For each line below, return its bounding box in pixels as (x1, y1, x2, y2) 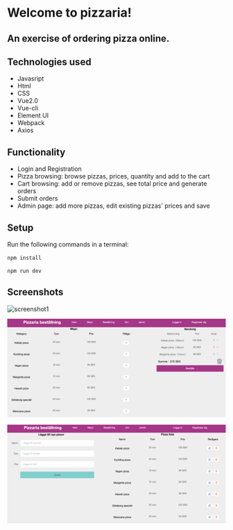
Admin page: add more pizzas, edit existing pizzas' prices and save (17, 201, 210, 210)
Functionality (7, 146, 66, 158)
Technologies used (7, 56, 92, 67)
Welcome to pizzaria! (7, 5, 132, 21)
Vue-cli (17, 104, 39, 113)
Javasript (17, 74, 44, 83)
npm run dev (7, 267, 42, 275)
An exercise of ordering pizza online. (7, 33, 170, 44)
